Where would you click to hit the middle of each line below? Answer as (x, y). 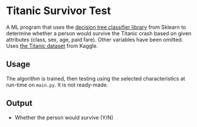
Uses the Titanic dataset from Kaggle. (52, 46)
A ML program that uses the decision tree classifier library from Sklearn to (96, 27)
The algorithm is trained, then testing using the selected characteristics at (96, 78)
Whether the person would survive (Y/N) (64, 117)
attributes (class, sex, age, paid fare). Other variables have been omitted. (95, 39)
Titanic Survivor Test (58, 11)
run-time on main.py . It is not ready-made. (57, 85)
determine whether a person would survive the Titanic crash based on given (99, 33)
